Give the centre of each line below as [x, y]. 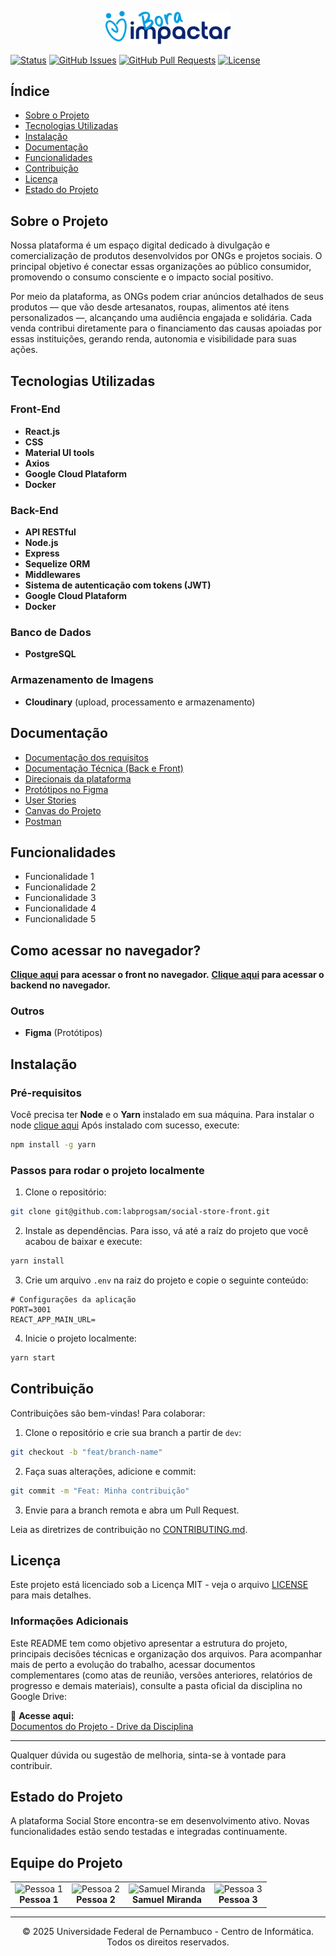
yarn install [37, 1261]
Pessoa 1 [39, 1900]
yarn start [33, 1358]
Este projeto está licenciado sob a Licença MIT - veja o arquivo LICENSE [159, 1585]
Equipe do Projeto [66, 1862]
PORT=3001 [31, 1310]
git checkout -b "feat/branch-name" [86, 1452]
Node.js [41, 543]
